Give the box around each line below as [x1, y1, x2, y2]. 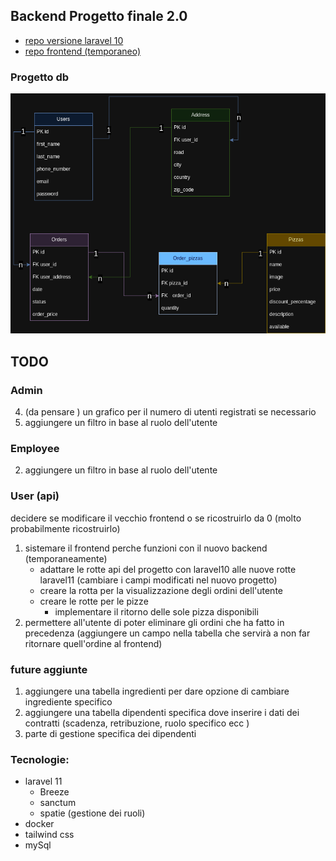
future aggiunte [10, 662, 88, 676]
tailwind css [24, 829, 75, 841]
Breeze [39, 786, 70, 798]
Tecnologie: [10, 752, 70, 766]
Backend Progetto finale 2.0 [10, 8, 188, 25]
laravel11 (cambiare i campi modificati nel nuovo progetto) [39, 574, 278, 586]
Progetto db [10, 70, 70, 84]
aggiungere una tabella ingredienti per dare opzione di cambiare [24, 685, 290, 697]
